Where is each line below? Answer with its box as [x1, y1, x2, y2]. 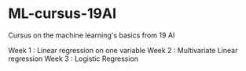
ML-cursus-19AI [8, 5, 116, 23]
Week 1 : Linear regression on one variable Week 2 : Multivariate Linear [8, 45, 238, 55]
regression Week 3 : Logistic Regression [8, 54, 139, 63]
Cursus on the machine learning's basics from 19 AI [8, 30, 175, 40]
